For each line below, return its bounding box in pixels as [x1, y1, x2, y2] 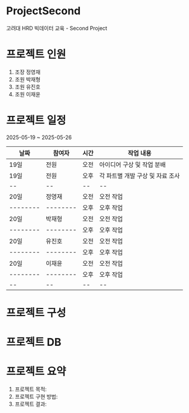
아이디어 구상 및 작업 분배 [99, 160, 166, 169]
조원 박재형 [14, 75, 41, 83]
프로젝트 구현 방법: [14, 393, 58, 401]
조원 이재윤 [14, 90, 41, 97]
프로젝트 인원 [6, 48, 66, 61]
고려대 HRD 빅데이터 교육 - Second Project [6, 24, 108, 31]
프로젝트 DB [6, 336, 62, 349]
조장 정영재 [14, 68, 41, 75]
